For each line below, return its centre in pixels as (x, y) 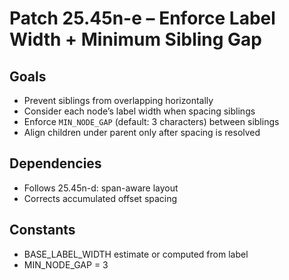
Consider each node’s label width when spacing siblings (139, 111)
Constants (42, 230)
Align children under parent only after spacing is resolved (142, 132)
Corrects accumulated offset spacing (100, 198)
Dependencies (55, 163)
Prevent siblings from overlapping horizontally (118, 100)
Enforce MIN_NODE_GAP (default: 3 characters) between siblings (151, 121)
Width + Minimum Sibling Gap (136, 39)
